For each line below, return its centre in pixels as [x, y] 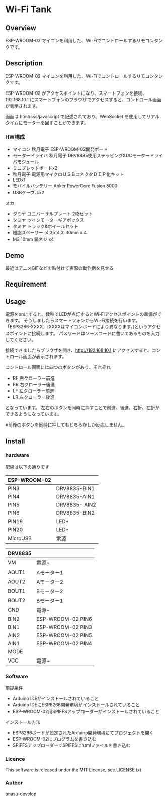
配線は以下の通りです [27, 467]
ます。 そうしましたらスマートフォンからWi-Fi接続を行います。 [74, 321]
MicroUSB [20, 538]
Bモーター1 [50, 601]
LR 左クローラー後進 [33, 397]
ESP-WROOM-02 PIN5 [64, 635]
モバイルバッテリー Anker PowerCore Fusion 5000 [65, 186]
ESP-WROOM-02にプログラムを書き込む [54, 739]
